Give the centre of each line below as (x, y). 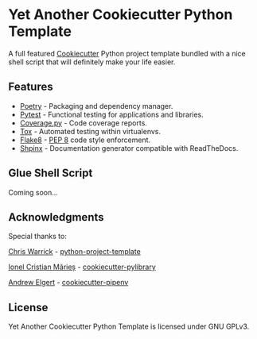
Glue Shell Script (51, 173)
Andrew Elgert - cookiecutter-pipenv (68, 283)
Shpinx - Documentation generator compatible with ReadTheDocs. (129, 148)
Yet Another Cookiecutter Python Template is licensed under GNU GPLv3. (129, 326)
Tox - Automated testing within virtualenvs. (90, 131)
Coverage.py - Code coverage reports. (83, 123)
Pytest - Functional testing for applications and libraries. (112, 114)
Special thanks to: (38, 237)
